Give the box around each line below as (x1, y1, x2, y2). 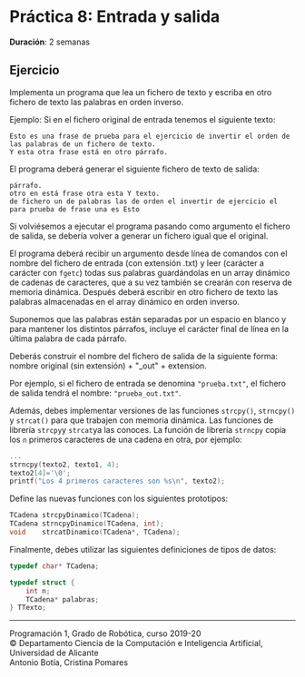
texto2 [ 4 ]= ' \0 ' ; (9, 468, 71, 477)
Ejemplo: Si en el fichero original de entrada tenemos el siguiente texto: (9, 113, 276, 124)
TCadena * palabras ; (25, 594, 100, 604)
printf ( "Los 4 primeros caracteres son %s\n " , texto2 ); (9, 476, 225, 486)
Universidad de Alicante (9, 647, 99, 659)
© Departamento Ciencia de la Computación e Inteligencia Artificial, (9, 638, 263, 649)
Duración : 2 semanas (9, 36, 91, 47)
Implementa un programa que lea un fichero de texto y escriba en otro (9, 86, 272, 97)
